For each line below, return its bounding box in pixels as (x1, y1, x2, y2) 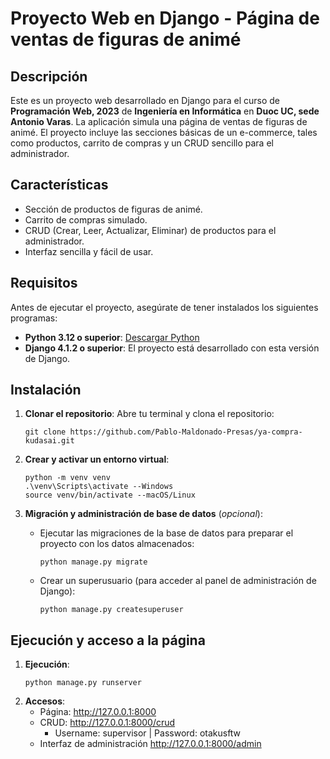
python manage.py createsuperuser (39, 605, 184, 615)
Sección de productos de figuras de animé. (24, 203, 203, 215)
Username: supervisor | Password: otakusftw (54, 727, 242, 739)
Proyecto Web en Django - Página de (10, 7, 320, 30)
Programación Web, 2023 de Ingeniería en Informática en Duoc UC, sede (10, 105, 320, 117)
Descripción (10, 68, 88, 85)
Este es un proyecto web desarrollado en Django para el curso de (10, 95, 280, 106)
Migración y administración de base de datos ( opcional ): (24, 508, 263, 520)
